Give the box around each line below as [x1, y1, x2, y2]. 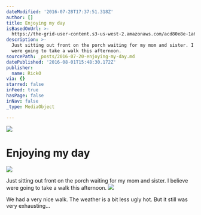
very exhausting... [6, 202, 51, 210]
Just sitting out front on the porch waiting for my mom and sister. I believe [6, 177, 188, 184]
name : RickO [11, 70, 42, 76]
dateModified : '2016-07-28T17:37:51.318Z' [6, 8, 114, 15]
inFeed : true [6, 87, 39, 93]
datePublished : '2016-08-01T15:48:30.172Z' [6, 59, 117, 65]
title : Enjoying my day [6, 20, 66, 26]
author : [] [6, 14, 33, 20]
